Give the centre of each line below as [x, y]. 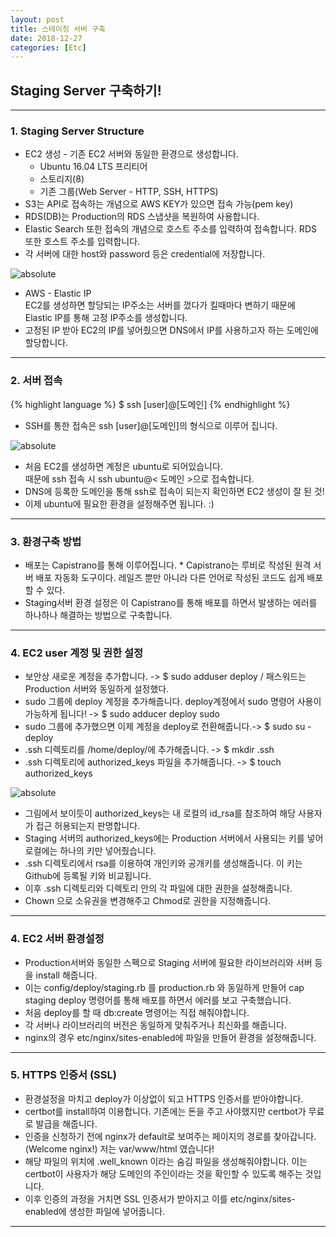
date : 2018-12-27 [46, 38]
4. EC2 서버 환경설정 [57, 939]
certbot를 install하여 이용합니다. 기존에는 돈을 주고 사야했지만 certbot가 [165, 1111]
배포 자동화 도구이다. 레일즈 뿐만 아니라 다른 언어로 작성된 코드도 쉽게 [170, 577]
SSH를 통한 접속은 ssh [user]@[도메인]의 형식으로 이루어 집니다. [151, 425]
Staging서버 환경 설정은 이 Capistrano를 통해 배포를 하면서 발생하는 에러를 [171, 602]
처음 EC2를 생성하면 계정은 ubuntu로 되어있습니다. [123, 466]
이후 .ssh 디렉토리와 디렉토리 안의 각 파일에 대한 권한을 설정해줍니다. [158, 888]
